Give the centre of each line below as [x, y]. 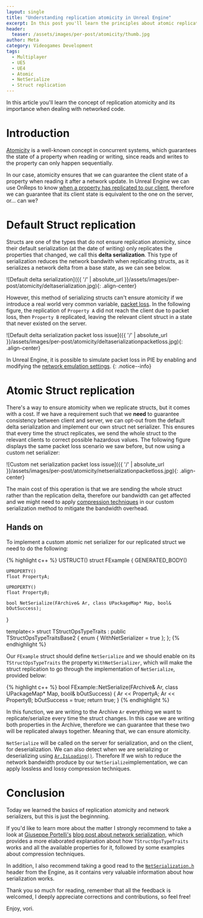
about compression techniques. [46, 854]
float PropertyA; [28, 577]
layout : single [25, 12]
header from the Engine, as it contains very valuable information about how [100, 872]
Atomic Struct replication [70, 391]
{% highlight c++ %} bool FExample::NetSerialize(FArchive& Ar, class [92, 687]
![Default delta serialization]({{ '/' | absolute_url [65, 279]
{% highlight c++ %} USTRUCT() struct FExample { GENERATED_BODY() [97, 560]
